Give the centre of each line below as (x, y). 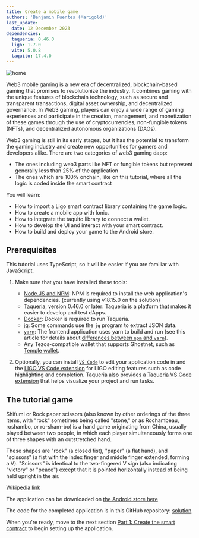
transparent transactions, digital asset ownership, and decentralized (89, 103)
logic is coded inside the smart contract (63, 183)
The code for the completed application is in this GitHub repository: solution (99, 511)
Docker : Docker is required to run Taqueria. (77, 319)
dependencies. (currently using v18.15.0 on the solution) (92, 300)
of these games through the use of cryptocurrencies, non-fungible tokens (97, 122)
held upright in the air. (33, 476)
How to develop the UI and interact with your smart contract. (89, 225)
